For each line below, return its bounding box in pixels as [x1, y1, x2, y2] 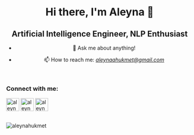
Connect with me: [6, 84, 59, 93]
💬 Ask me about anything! [72, 44, 136, 51]
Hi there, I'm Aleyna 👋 [45, 5, 154, 19]
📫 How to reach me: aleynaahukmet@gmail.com [43, 56, 165, 63]
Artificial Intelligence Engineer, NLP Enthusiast [11, 29, 188, 39]
